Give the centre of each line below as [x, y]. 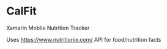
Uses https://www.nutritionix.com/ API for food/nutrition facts [84, 39]
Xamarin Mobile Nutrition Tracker [48, 28]
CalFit [21, 11]
